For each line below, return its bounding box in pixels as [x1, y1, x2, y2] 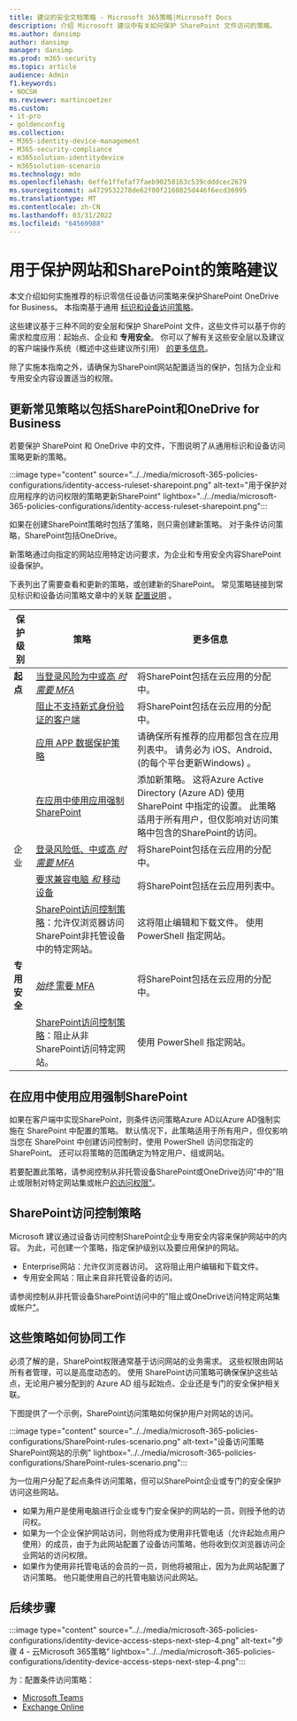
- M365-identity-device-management [9, 137, 141, 145]
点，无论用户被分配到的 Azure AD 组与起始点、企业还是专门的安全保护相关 [9, 1378, 281, 1389]
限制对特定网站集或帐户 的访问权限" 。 [24, 1177, 161, 1188]
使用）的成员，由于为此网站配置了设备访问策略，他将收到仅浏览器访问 [21, 1538, 278, 1549]
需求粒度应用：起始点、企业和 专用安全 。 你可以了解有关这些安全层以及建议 [9, 332, 285, 342]
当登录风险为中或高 [35, 670, 117, 683]
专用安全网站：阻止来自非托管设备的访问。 [21, 1271, 178, 1282]
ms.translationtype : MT [9, 194, 97, 204]
